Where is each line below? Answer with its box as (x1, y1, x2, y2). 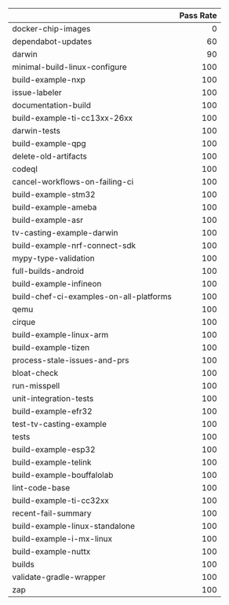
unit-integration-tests (12, 393, 94, 403)
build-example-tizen (12, 342, 90, 352)
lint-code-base (12, 483, 71, 493)
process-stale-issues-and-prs (12, 355, 129, 366)
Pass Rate (179, 10, 217, 20)
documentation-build (12, 100, 92, 111)
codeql (12, 164, 38, 174)
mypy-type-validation (12, 253, 96, 264)
